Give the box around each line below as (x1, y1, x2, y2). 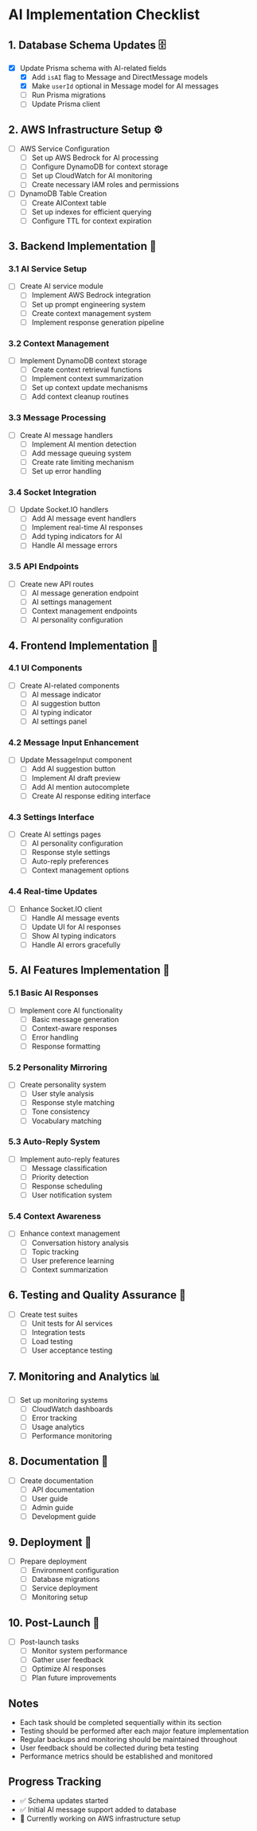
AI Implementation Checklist (8, 6, 201, 24)
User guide (31, 1493, 68, 1503)
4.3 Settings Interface (8, 811, 95, 822)
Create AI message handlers (19, 430, 114, 439)
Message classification (31, 1163, 107, 1173)
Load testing (31, 1336, 73, 1346)
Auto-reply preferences (31, 857, 109, 866)
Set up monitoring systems (19, 1395, 108, 1404)
